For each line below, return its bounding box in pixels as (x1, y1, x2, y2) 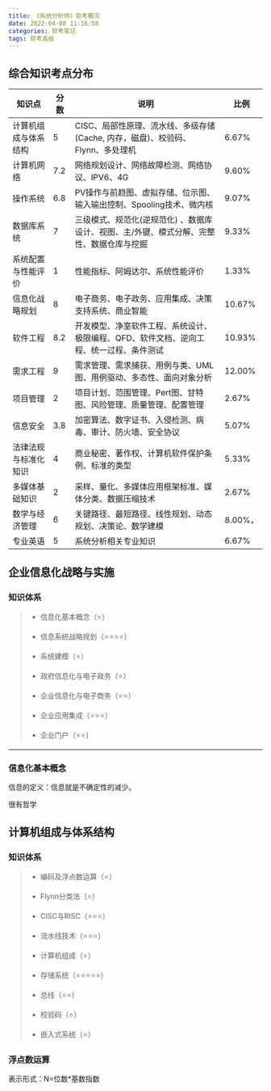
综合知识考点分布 (8, 66, 94, 80)
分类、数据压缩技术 (82, 493, 156, 505)
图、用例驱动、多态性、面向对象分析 (74, 372, 212, 383)
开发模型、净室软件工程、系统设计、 (74, 320, 212, 332)
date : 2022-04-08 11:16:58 (8, 19, 99, 27)
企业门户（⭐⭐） (40, 729, 94, 740)
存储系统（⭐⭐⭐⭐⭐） (40, 970, 108, 979)
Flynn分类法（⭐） (40, 891, 99, 901)
